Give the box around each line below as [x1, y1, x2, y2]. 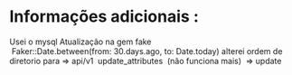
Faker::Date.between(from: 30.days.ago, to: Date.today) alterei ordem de [11, 45, 283, 56]
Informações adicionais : [9, 6, 199, 27]
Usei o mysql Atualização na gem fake [9, 36, 152, 47]
